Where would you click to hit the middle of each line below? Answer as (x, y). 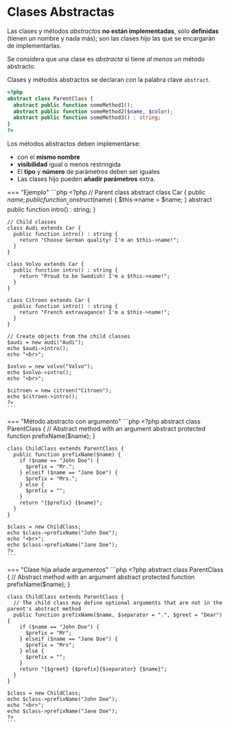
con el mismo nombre (48, 157)
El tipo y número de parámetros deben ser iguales (88, 172)
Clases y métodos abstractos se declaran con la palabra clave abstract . (109, 79)
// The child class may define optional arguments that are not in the (118, 603)
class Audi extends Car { (44, 228)
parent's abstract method (44, 609)
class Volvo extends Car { (46, 264)
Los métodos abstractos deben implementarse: (74, 144)
